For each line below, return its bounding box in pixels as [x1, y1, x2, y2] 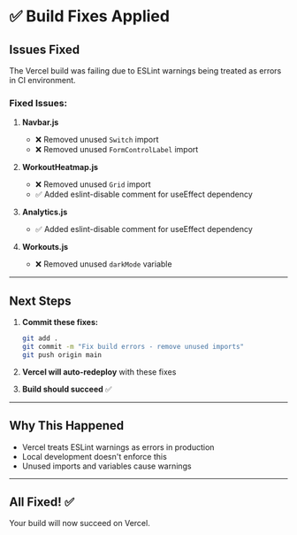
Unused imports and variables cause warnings [21, 461, 192, 471]
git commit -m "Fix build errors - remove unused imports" [21, 342, 245, 351]
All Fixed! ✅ [9, 494, 75, 509]
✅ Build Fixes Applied [9, 6, 171, 27]
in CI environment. [9, 75, 77, 85]
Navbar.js [21, 117, 59, 128]
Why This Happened [9, 418, 125, 433]
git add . [21, 334, 59, 343]
